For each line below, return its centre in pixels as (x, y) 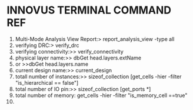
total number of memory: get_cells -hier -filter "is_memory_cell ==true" (101, 95)
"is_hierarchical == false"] (47, 82)
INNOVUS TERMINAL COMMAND (89, 10)
